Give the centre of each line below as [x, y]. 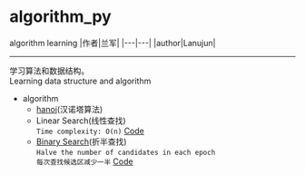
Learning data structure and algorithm [80, 81]
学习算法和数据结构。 [49, 71]
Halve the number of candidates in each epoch [126, 152]
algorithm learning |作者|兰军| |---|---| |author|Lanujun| [113, 43]
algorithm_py [60, 17]
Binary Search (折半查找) [81, 141]
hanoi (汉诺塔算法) [69, 109]
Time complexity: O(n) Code [90, 131]
